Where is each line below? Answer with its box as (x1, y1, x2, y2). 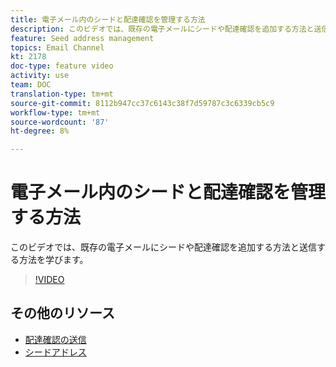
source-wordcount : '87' (10, 117, 110, 127)
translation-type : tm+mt (10, 89, 114, 99)
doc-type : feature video (10, 61, 114, 71)
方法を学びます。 (18, 254, 89, 266)
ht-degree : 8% (10, 126, 70, 136)
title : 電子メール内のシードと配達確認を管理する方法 (10, 14, 206, 25)
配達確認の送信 (24, 333, 87, 345)
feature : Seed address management (10, 33, 155, 43)
